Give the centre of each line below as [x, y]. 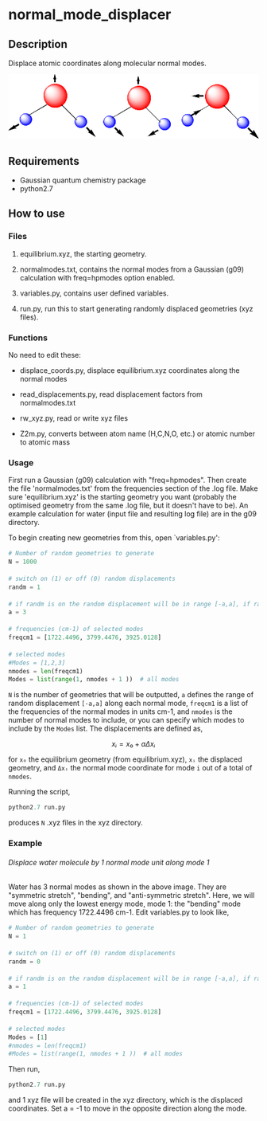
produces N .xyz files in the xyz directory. [75, 823]
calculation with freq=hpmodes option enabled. [97, 277]
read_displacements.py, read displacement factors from [111, 394]
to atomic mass [44, 442]
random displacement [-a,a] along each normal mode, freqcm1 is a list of [128, 704]
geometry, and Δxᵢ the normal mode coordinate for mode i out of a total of [130, 768]
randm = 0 [25, 962]
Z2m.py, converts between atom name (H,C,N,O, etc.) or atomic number [137, 434]
